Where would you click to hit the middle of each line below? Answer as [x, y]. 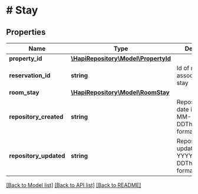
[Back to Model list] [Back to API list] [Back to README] [74, 185]
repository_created [36, 117]
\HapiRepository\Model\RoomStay [120, 92]
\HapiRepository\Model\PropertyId [121, 58]
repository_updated [37, 156]
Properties [26, 32]
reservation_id [30, 75]
